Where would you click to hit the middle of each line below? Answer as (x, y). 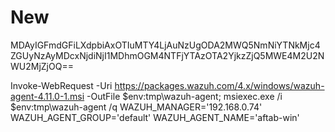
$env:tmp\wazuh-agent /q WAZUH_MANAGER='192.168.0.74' (136, 107)
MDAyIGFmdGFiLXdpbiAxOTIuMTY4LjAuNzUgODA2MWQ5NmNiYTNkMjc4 (165, 45)
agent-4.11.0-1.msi (47, 96)
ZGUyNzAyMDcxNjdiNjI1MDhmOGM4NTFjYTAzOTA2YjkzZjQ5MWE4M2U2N (167, 55)
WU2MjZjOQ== (42, 66)
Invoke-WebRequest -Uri (61, 85)
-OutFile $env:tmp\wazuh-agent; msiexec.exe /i (184, 96)
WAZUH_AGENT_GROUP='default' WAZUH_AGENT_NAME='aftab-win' (155, 117)
